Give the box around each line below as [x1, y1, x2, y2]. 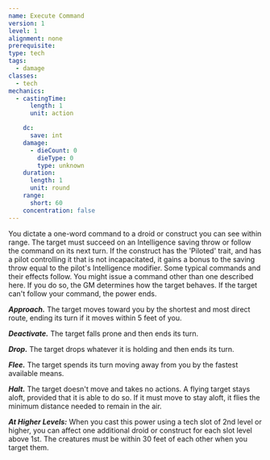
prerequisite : [8, 42, 56, 50]
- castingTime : [15, 94, 67, 102]
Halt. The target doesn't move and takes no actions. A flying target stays [8, 384, 251, 394]
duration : [23, 169, 56, 178]
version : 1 [8, 19, 45, 27]
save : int [29, 132, 63, 140]
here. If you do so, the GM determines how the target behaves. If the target [8, 280, 258, 290]
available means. [8, 368, 64, 378]
